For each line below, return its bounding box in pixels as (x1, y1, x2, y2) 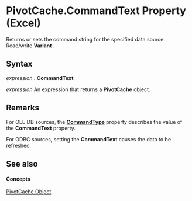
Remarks (6, 103, 40, 113)
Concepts (6, 175, 30, 182)
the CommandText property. (6, 124, 76, 131)
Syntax (6, 59, 33, 69)
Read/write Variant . (6, 42, 55, 49)
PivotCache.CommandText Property (6, 4, 186, 18)
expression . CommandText (6, 74, 74, 81)
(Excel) (6, 16, 41, 30)
